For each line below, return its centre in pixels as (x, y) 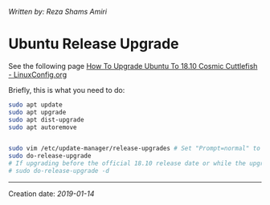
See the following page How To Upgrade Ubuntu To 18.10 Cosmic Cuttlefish (133, 66)
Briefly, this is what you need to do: (67, 90)
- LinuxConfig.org (37, 74)
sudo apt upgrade (37, 112)
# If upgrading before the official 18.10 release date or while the (127, 163)
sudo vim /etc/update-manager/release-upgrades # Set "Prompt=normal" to (135, 149)
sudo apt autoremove (43, 127)
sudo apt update (35, 105)
